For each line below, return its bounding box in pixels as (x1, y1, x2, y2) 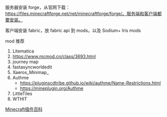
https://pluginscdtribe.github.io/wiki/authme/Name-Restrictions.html (19, 80, 161, 86)
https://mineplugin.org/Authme (19, 85, 83, 91)
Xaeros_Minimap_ (12, 69, 49, 75)
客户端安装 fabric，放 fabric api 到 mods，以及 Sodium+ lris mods (5, 27, 141, 33)
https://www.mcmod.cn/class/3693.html (12, 53, 96, 59)
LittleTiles (12, 90, 32, 96)
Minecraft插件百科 (5, 106, 42, 112)
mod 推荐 (5, 38, 25, 44)
